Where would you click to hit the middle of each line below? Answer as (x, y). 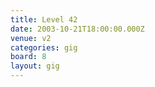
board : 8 (28, 57)
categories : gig (44, 47)
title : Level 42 (44, 19)
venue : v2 (31, 38)
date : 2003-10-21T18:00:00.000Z (77, 29)
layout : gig (35, 66)
